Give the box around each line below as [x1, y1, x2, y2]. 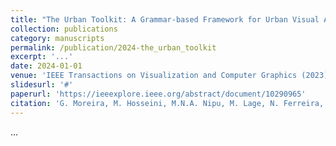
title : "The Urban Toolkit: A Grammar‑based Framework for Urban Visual [10, 14, 320, 25]
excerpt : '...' [10, 52, 74, 62]
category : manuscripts [10, 33, 105, 43]
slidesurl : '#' [10, 80, 74, 90]
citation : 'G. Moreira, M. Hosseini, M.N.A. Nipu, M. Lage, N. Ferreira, [10, 98, 325, 108]
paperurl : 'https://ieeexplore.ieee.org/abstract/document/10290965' [10, 89, 307, 99]
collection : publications [10, 24, 118, 34]
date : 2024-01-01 [10, 61, 83, 71]
